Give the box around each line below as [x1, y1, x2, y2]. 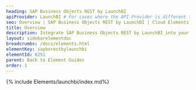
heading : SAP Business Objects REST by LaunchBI [6, 8, 127, 15]
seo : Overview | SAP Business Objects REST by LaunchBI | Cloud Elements [6, 19, 190, 25]
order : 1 [6, 62, 27, 69]
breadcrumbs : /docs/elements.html [6, 41, 90, 47]
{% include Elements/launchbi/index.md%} [6, 78, 110, 85]
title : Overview [6, 24, 45, 31]
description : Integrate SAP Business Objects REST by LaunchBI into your [6, 30, 190, 36]
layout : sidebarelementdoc [6, 35, 72, 41]
